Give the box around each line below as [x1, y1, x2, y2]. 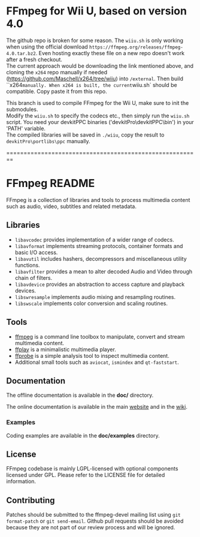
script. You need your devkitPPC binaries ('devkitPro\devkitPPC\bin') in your [6, 118, 195, 125]
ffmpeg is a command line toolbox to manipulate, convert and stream [14, 333, 185, 340]
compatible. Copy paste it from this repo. [6, 88, 108, 95]
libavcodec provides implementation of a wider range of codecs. [14, 236, 175, 243]
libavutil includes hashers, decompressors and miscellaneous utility [14, 255, 187, 262]
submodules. [6, 105, 38, 113]
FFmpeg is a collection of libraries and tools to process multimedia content [6, 196, 190, 203]
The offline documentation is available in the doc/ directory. [6, 391, 154, 399]
